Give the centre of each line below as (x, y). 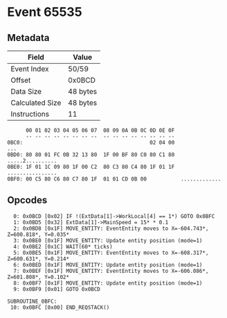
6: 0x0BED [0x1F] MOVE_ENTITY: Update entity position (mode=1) (108, 265)
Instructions (30, 114)
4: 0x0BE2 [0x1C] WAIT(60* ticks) (63, 246)
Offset (21, 80)
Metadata (28, 38)
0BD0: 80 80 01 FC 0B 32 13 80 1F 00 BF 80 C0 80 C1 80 (91, 155)
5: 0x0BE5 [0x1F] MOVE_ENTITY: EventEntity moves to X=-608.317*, (111, 253)
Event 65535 (45, 12)
